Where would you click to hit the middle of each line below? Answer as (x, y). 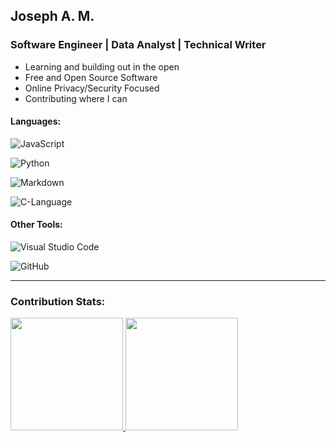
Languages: (36, 121)
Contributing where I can (76, 98)
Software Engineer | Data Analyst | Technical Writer (138, 45)
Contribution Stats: (58, 302)
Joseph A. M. (52, 16)
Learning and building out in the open (102, 66)
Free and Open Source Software (91, 77)
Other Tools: (36, 225)
